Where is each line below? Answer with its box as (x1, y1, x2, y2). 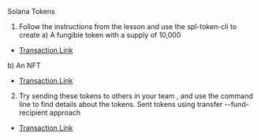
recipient (18, 108, 48, 117)
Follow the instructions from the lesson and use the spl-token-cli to (18, 22, 237, 31)
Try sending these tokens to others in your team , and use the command (18, 91, 254, 101)
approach (49, 108, 81, 117)
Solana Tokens (7, 7, 56, 16)
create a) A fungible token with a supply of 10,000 (18, 31, 181, 39)
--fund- (224, 100, 249, 109)
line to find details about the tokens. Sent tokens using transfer (18, 100, 223, 109)
